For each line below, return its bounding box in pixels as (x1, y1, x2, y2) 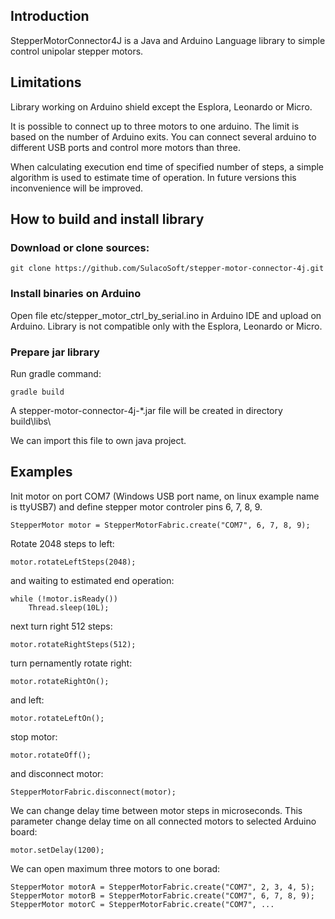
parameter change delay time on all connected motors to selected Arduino (10, 815, 317, 827)
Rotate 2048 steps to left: (10, 537, 115, 549)
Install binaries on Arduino (10, 287, 142, 301)
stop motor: (10, 730, 58, 743)
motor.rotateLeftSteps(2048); (10, 557, 137, 567)
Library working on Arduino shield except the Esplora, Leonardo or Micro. (10, 100, 313, 113)
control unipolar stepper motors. (10, 45, 144, 57)
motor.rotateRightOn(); (10, 676, 110, 686)
